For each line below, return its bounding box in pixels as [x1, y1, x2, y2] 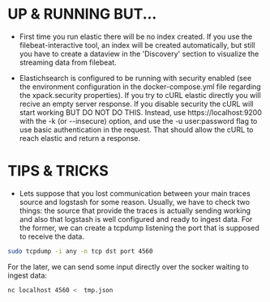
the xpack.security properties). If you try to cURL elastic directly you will [19, 90, 261, 100]
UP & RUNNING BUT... [7, 5, 157, 23]
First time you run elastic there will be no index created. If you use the [19, 32, 253, 41]
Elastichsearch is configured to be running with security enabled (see [19, 73, 252, 83]
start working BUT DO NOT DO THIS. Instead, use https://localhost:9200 [19, 107, 263, 117]
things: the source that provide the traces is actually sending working [19, 206, 251, 215]
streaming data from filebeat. [19, 57, 117, 67]
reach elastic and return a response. [19, 133, 141, 142]
